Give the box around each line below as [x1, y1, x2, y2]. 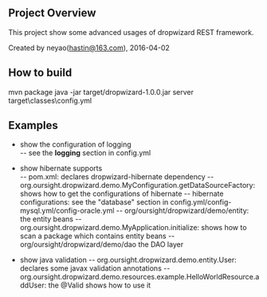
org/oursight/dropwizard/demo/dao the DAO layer [19, 240, 184, 249]
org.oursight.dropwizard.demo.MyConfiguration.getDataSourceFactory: [19, 181, 256, 190]
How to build [8, 66, 73, 80]
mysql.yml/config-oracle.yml [19, 206, 115, 216]
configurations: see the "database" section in [19, 197, 169, 207]
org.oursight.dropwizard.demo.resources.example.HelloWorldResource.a [19, 272, 260, 282]
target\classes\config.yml [8, 96, 92, 105]
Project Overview [8, 6, 96, 20]
